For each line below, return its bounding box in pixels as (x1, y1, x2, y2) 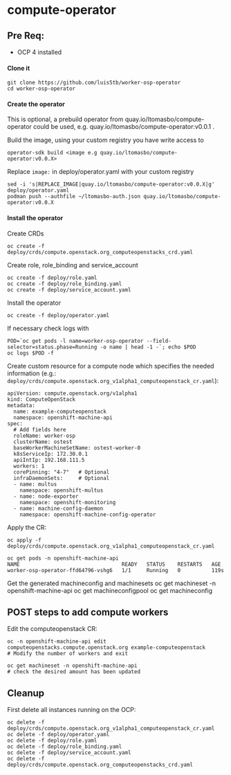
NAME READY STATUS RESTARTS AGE (7, 560, 221, 568)
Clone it (7, 64, 30, 72)
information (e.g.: (7, 369, 57, 377)
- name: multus (13, 481, 57, 488)
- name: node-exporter (13, 492, 79, 500)
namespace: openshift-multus (19, 487, 104, 494)
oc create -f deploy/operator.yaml (7, 312, 110, 319)
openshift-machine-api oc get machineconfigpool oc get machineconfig (7, 586, 213, 594)
